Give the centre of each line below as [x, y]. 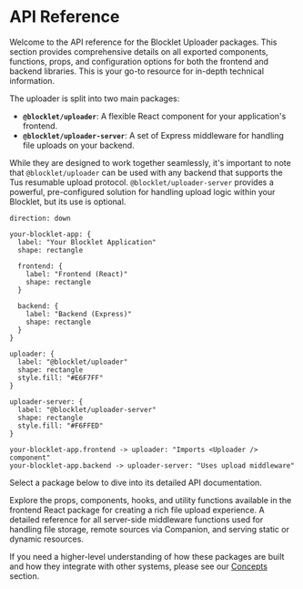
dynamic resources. [47, 539]
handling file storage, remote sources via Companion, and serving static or [149, 529]
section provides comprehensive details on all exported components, [139, 51]
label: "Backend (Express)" [79, 314]
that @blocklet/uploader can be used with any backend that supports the [146, 172]
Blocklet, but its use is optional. [68, 201]
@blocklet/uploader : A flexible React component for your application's [154, 116]
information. [32, 80]
